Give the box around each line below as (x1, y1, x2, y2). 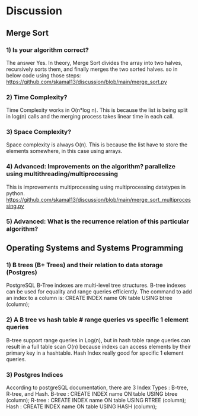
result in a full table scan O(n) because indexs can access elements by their (6, 343, 191, 350)
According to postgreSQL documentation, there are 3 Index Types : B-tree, (6, 384, 189, 391)
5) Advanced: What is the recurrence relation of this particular (6, 217, 190, 226)
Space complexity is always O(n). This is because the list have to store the (6, 141, 188, 148)
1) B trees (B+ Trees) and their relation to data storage (6, 261, 163, 269)
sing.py (6, 202, 24, 209)
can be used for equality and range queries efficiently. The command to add (6, 288, 193, 295)
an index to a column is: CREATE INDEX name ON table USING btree (6, 295, 173, 302)
